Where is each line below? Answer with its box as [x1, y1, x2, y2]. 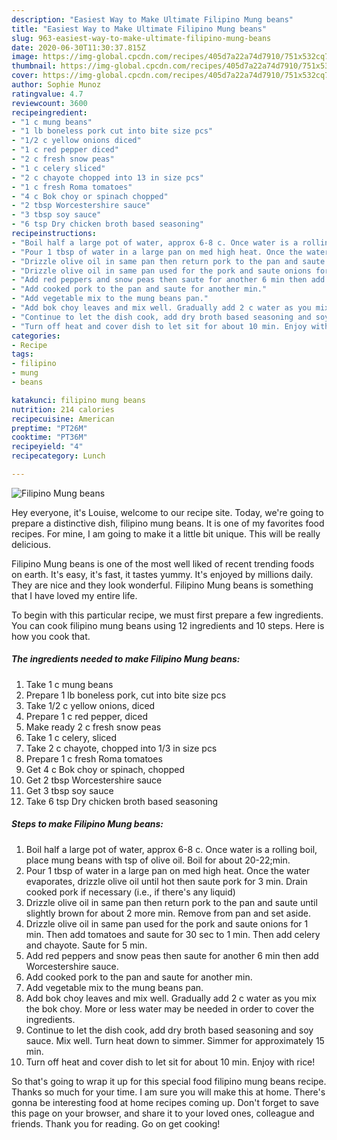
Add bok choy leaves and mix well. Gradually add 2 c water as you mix [25, 992, 317, 1004]
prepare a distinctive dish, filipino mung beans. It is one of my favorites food [11, 517, 325, 529]
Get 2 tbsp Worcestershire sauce [25, 774, 163, 786]
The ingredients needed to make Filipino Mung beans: [11, 653, 241, 665]
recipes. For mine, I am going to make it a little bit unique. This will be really [11, 527, 321, 540]
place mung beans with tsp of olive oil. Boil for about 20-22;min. [25, 854, 291, 866]
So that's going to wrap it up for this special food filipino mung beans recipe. [11, 1075, 327, 1087]
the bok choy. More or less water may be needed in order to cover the [25, 1002, 315, 1015]
